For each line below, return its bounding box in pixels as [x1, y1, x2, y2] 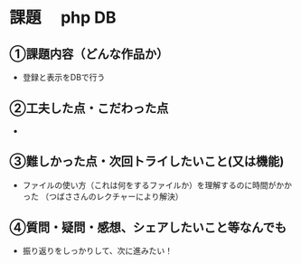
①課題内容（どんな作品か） [9, 46, 169, 61]
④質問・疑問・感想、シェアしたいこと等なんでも [9, 220, 287, 235]
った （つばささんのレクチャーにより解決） [22, 191, 183, 202]
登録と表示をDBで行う [22, 72, 106, 82]
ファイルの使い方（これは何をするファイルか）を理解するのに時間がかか [22, 179, 292, 190]
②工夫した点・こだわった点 [9, 100, 169, 117]
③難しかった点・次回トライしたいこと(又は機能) [9, 154, 285, 169]
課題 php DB [9, 7, 117, 28]
